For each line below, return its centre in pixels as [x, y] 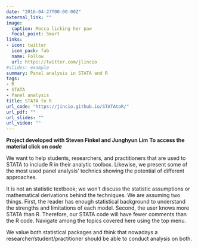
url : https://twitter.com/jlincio [54, 62]
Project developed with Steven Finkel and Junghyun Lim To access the [95, 140]
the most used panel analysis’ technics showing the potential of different [95, 171]
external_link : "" [29, 17]
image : [14, 23]
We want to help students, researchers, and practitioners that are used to [96, 158]
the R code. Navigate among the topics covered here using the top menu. [96, 221]
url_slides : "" [25, 117]
